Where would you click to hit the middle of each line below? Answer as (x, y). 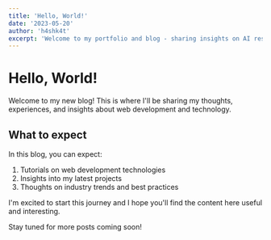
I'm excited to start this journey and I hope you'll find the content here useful (135, 202)
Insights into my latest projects (71, 178)
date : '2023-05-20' (41, 23)
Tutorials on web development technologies (93, 170)
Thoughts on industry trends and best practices (99, 187)
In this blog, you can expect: (55, 154)
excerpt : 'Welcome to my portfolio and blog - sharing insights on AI (129, 38)
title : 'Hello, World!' (48, 16)
